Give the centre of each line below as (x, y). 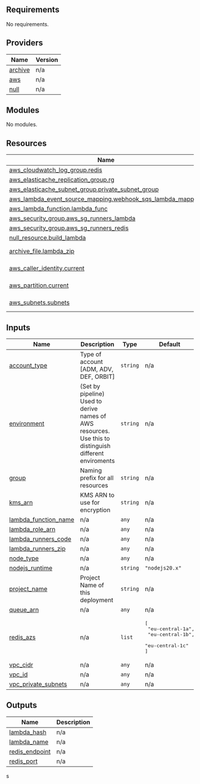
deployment (97, 600)
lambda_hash (28, 732)
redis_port (23, 761)
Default (169, 344)
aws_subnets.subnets (40, 303)
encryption (95, 510)
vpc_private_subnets (38, 685)
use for (90, 503)
